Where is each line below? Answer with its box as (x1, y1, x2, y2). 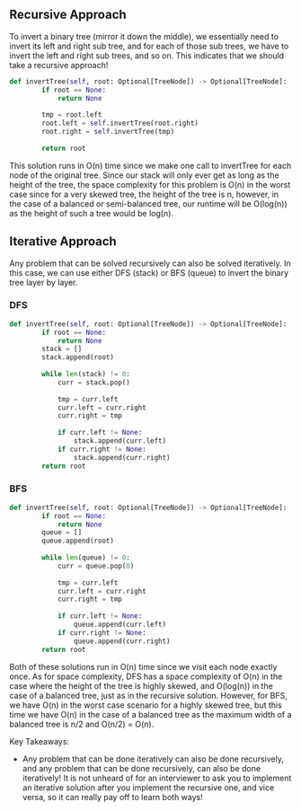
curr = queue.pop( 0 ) (57, 561, 135, 570)
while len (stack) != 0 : (41, 370, 130, 379)
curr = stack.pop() (57, 377, 130, 387)
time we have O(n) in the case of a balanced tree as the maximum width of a (9, 709, 292, 719)
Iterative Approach (9, 234, 117, 250)
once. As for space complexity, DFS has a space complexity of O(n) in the (9, 671, 283, 682)
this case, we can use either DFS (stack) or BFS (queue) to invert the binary (9, 267, 289, 278)
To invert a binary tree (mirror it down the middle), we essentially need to (9, 31, 279, 41)
